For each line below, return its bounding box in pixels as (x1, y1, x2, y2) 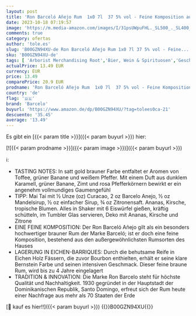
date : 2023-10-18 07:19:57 (6, 19, 72, 25)
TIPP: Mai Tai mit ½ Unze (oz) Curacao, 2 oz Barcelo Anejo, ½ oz (14, 193, 170, 200)
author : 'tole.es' (6, 41, 51, 47)
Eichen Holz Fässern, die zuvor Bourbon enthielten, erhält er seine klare (14, 255, 188, 262)
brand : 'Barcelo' (6, 100, 48, 107)
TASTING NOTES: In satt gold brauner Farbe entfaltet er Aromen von (14, 168, 179, 175)
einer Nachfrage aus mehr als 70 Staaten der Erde (14, 292, 135, 299)
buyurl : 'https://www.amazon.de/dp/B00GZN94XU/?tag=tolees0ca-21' (6, 106, 171, 112)
